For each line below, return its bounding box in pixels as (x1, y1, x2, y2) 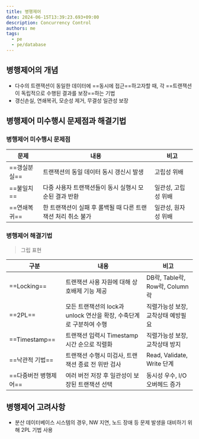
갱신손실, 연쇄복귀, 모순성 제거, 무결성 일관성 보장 (14, 97, 129, 104)
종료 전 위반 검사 (78, 360, 121, 368)
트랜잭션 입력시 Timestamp (65, 331, 139, 339)
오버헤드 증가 (146, 380, 181, 389)
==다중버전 (9, 371, 39, 380)
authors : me (6, 25, 36, 31)
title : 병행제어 (6, 8, 41, 15)
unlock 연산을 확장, (65, 311, 117, 319)
